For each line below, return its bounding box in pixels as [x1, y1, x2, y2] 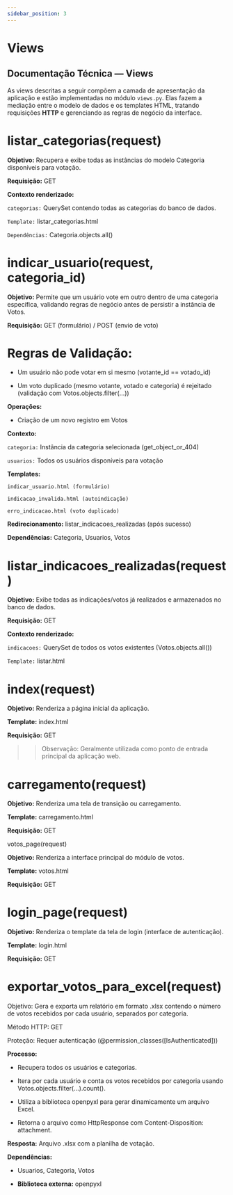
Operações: [7, 403, 42, 411]
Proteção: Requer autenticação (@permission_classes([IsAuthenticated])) [7, 1036, 218, 1045]
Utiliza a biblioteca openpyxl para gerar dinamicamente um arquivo [17, 1098, 210, 1106]
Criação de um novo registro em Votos [17, 416, 128, 424]
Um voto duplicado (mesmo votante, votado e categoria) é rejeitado [17, 382, 212, 390]
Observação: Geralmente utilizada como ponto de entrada [41, 745, 209, 753]
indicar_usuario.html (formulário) [7, 483, 111, 490]
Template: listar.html [7, 657, 65, 665]
